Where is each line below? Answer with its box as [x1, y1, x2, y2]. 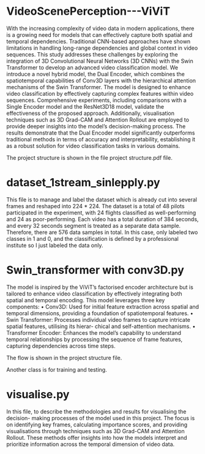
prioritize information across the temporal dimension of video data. [6, 440, 175, 448]
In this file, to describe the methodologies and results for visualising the [6, 407, 187, 415]
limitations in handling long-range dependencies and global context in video [6, 44, 198, 52]
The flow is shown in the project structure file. [6, 354, 122, 361]
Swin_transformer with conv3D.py [6, 263, 185, 277]
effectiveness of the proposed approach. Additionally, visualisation [6, 109, 175, 117]
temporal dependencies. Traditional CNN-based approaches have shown [6, 37, 191, 45]
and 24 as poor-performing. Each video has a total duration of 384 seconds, [6, 215, 199, 222]
